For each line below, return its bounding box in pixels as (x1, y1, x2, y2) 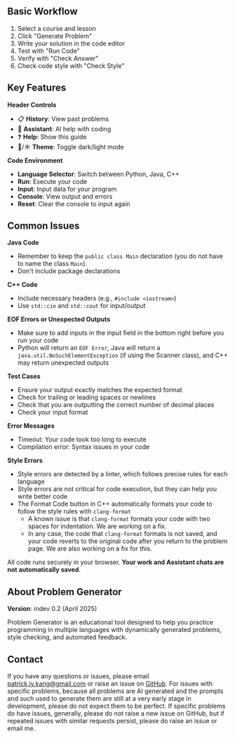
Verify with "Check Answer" (17, 54, 99, 62)
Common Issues (7, 220, 80, 232)
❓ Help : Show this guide (17, 133, 87, 141)
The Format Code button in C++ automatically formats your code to (17, 499, 213, 508)
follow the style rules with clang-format (17, 507, 131, 516)
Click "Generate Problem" (17, 32, 93, 40)
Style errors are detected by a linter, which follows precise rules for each (17, 470, 228, 478)
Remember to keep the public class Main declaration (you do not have (17, 252, 223, 260)
